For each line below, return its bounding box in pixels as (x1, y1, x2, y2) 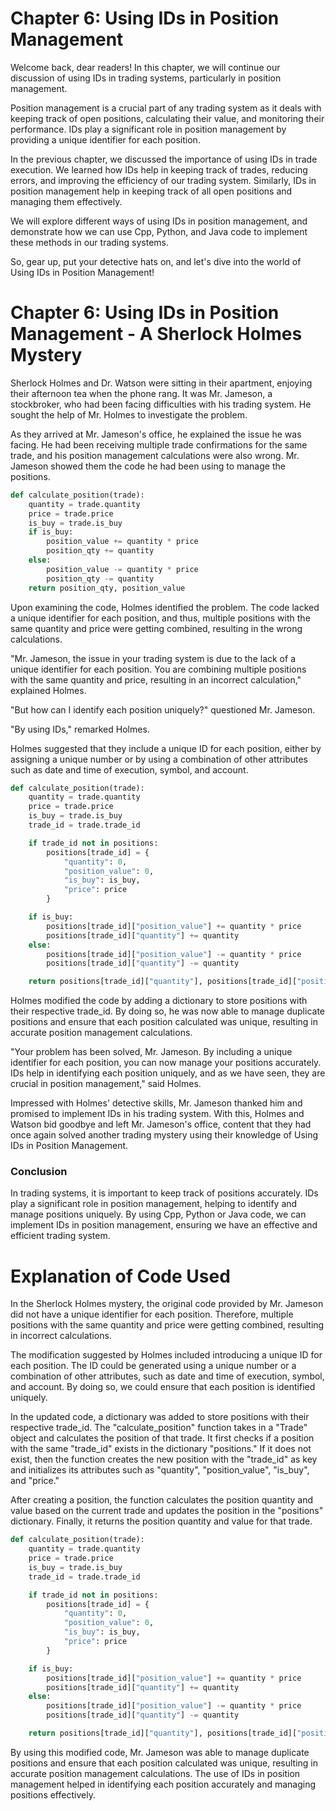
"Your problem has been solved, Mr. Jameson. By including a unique (10, 1046, 293, 1058)
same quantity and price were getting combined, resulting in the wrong (10, 622, 303, 634)
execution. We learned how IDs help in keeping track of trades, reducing (10, 163, 308, 176)
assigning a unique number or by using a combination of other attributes (10, 753, 309, 765)
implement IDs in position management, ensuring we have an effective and (10, 1219, 318, 1231)
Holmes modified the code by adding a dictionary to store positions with (10, 995, 308, 1007)
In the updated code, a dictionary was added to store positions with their (10, 1411, 310, 1423)
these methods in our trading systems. (10, 236, 169, 248)
